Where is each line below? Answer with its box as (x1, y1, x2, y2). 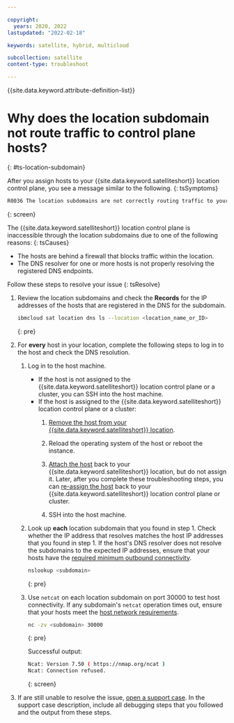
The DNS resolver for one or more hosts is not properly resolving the (17, 259, 214, 267)
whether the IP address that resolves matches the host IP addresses (27, 531, 224, 540)
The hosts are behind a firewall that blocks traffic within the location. (17, 251, 214, 260)
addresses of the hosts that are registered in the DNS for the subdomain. (17, 301, 226, 309)
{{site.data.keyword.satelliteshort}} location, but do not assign (48, 467, 227, 476)
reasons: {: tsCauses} (7, 238, 70, 247)
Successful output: (27, 647, 82, 655)
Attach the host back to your (48, 460, 130, 468)
